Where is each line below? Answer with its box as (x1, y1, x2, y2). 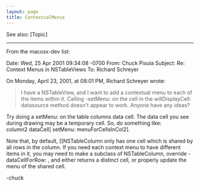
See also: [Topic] (6, 30, 48, 38)
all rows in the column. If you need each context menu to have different (6, 144, 181, 151)
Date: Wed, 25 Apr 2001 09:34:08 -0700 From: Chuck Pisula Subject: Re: (6, 59, 185, 66)
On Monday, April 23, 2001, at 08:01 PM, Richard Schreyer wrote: (6, 77, 165, 84)
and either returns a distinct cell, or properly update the (51, 156, 187, 163)
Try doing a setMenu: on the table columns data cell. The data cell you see (6, 113, 189, 120)
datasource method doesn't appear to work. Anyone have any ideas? (20, 101, 190, 108)
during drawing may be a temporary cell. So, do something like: (6, 119, 162, 126)
